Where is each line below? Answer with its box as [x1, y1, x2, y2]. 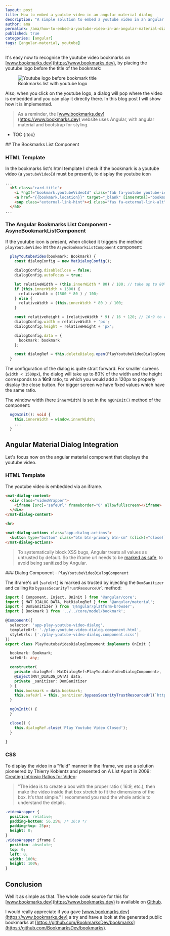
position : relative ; [10, 814, 53, 819]
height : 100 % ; [10, 861, 39, 866]
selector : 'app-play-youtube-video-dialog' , [10, 622, 105, 628]
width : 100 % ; [10, 856, 37, 861]
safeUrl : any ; [10, 655, 39, 661]
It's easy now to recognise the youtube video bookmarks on [5, 54, 131, 60]
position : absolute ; [10, 842, 53, 847]
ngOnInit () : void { [10, 412, 51, 418]
